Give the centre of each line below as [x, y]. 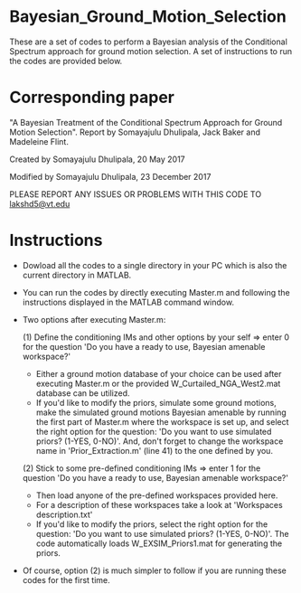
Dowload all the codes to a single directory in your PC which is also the [155, 265]
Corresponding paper [92, 98]
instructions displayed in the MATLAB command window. [128, 302]
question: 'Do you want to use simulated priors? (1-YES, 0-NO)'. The [162, 533]
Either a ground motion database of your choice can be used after [159, 373]
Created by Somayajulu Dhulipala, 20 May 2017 [97, 159]
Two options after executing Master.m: [94, 319]
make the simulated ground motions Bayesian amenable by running [161, 412]
